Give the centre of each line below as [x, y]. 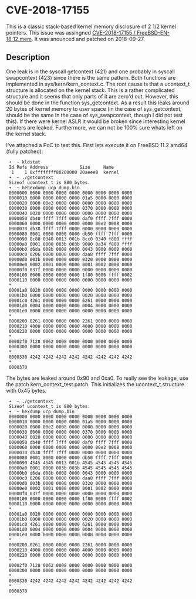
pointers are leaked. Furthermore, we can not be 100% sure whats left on [94, 127]
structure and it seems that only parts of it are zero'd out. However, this [92, 96]
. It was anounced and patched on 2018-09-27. [88, 39]
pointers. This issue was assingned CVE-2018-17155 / [71, 32]
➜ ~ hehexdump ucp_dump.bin [44, 188]
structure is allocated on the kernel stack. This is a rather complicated [90, 90]
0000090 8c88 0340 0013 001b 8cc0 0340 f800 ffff [70, 239]
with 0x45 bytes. [26, 390]
